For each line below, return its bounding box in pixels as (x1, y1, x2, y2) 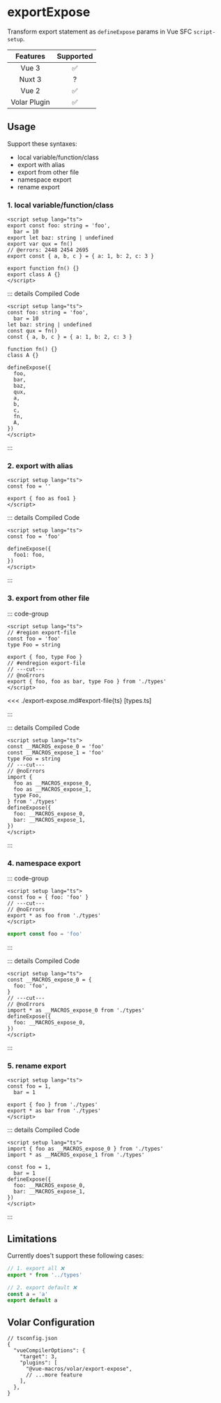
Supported (56, 51, 93, 61)
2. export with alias (7, 460, 73, 470)
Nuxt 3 (19, 74, 42, 84)
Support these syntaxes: (7, 139, 78, 147)
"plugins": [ (20, 1360, 58, 1367)
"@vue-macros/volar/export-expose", (25, 1365, 132, 1373)
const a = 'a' (7, 1291, 49, 1297)
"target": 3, (20, 1353, 58, 1360)
